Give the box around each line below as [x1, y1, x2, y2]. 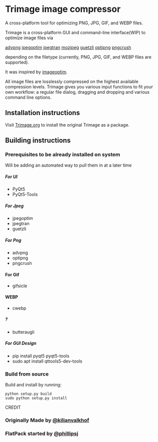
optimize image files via [5, 35, 53, 41]
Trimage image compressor [5, 3, 121, 15]
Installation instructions [5, 109, 80, 117]
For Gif [5, 271, 20, 277]
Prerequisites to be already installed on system [5, 151, 120, 158]
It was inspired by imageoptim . [5, 68, 68, 75]
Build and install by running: [5, 381, 62, 387]
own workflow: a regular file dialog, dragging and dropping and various [5, 89, 150, 95]
